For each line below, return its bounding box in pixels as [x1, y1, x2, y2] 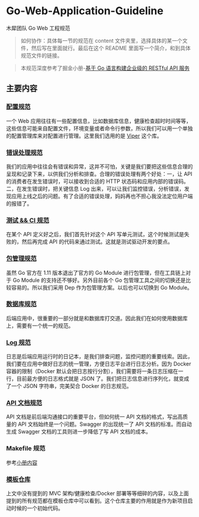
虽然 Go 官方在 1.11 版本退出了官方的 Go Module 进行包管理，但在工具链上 [6, 269, 186, 276]
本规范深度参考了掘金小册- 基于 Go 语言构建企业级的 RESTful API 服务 [20, 64, 190, 72]
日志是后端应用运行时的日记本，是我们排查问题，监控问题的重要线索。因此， [6, 353, 193, 360]
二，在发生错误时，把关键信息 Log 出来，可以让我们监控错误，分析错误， [6, 185, 185, 192]
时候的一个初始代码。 [11, 505, 63, 512]
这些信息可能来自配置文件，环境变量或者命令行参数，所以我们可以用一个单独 [6, 124, 193, 131]
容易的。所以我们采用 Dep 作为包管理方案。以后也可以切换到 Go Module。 [11, 284, 192, 291]
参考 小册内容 [6, 459, 37, 466]
